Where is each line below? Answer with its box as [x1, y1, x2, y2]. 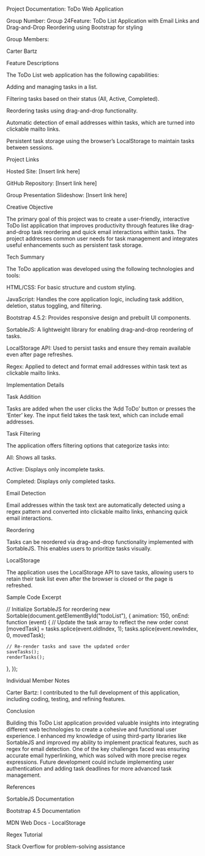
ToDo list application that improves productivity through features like [6, 222, 179, 229]
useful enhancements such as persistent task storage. [6, 241, 143, 248]
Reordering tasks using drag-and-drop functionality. [6, 107, 138, 114]
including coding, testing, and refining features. [6, 696, 126, 702]
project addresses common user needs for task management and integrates [6, 235, 198, 242]
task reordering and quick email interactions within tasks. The [31, 229, 187, 235]
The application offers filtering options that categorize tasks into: [6, 442, 170, 449]
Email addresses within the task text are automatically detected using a [6, 501, 185, 509]
